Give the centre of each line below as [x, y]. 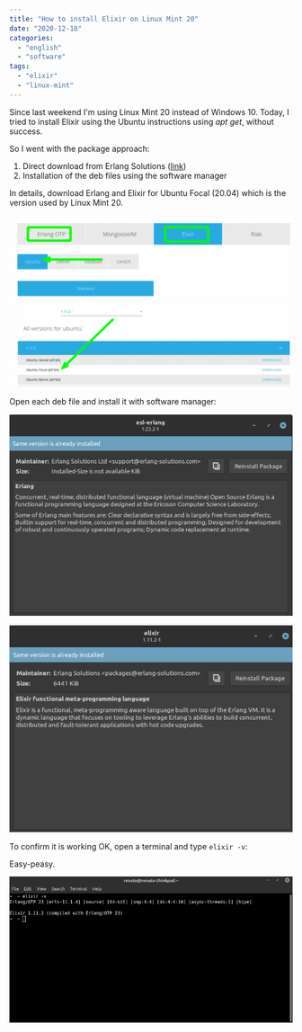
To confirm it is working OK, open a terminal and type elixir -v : [129, 847]
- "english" [40, 48]
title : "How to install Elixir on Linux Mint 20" [104, 19]
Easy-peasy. [32, 864]
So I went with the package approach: [80, 148]
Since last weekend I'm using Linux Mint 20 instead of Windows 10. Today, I [149, 111]
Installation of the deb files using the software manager [124, 175]
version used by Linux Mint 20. [67, 202]
